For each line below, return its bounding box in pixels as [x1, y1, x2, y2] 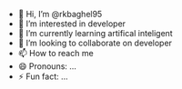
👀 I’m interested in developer [17, 18, 126, 29]
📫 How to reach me [17, 48, 94, 58]
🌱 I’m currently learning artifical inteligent [17, 28, 173, 38]
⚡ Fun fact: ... [17, 71, 68, 82]
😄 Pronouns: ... [17, 61, 77, 72]
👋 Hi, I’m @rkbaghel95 [17, 9, 103, 19]
